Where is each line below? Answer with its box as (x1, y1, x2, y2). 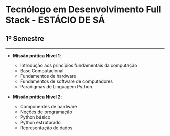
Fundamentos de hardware (20, 73, 77, 79)
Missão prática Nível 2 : (12, 94, 62, 100)
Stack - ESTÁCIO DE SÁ (5, 14, 105, 26)
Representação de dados (20, 125, 73, 131)
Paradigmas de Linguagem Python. (20, 84, 94, 89)
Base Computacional (20, 68, 64, 74)
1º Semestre (5, 34, 45, 43)
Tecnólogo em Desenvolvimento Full (5, 4, 161, 15)
